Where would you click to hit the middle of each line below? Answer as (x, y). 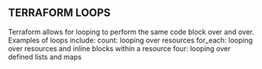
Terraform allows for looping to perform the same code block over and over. (131, 31)
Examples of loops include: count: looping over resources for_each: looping (131, 40)
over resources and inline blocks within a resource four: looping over (119, 48)
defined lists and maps (45, 56)
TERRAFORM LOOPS (59, 13)
